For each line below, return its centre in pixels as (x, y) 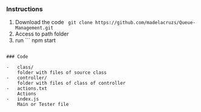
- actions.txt (27, 89)
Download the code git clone (54, 22)
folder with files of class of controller (71, 84)
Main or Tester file (43, 105)
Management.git (34, 28)
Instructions (25, 9)
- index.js (23, 99)
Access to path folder (42, 34)
